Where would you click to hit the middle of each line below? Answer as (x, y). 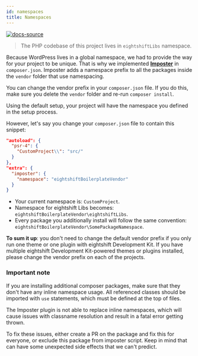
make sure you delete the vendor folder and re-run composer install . (90, 94)
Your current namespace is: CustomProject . (67, 201)
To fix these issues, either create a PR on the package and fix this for (90, 334)
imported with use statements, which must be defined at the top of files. (94, 298)
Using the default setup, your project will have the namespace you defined (97, 105)
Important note (28, 273)
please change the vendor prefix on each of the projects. (76, 257)
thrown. (15, 322)
